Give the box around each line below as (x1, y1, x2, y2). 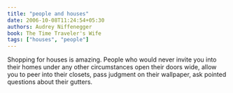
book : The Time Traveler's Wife (7, 29, 101, 37)
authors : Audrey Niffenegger (7, 23, 92, 30)
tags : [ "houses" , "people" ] (7, 36, 90, 43)
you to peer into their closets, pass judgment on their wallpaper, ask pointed (7, 71, 227, 79)
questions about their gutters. (7, 78, 93, 86)
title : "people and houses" (7, 10, 90, 17)
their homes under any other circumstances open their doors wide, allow (7, 63, 217, 71)
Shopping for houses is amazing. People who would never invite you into (7, 55, 217, 64)
